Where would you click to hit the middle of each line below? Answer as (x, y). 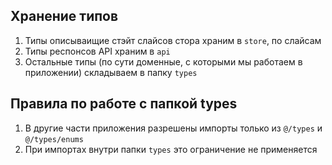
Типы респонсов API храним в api (97, 51)
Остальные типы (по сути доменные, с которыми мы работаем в (163, 61)
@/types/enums (54, 139)
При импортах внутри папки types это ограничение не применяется (171, 149)
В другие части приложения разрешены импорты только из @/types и (173, 128)
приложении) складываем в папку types (111, 72)
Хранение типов (64, 16)
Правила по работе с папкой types (124, 104)
